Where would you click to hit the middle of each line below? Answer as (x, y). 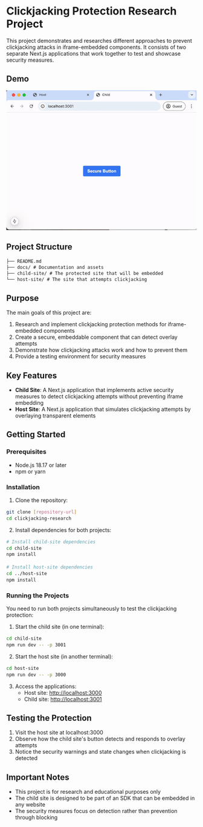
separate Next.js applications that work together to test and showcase (94, 53)
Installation (23, 487)
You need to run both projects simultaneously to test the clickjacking (92, 609)
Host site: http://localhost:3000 (63, 692)
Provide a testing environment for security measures (80, 356)
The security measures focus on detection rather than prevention (96, 811)
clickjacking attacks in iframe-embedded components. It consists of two (96, 47)
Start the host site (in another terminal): (64, 656)
